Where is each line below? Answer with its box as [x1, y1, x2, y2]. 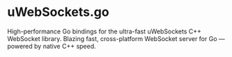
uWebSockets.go [7, 4, 109, 20]
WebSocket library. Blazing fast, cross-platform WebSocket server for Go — [7, 34, 225, 42]
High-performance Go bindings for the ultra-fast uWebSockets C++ [7, 27, 202, 35]
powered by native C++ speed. [7, 42, 96, 50]
